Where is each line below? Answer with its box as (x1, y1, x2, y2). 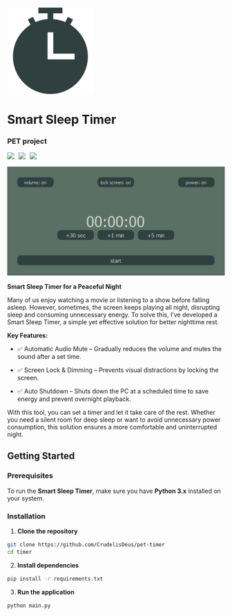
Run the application (17, 588, 75, 596)
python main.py (7, 602, 51, 609)
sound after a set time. (17, 353, 81, 361)
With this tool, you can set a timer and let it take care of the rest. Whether (7, 409, 215, 417)
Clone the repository (17, 527, 78, 536)
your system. (7, 494, 45, 502)
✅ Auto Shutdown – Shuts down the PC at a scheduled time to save (17, 387, 209, 395)
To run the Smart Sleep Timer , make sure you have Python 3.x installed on (7, 487, 221, 495)
